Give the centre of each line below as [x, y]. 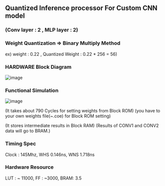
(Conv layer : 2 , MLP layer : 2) [41, 30]
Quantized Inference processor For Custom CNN [81, 8]
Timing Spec [21, 144]
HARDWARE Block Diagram [38, 67]
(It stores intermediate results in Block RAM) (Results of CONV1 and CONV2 [82, 126]
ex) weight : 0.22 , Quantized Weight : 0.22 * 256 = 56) [61, 54]
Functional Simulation [32, 90]
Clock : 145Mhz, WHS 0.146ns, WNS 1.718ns [50, 154]
